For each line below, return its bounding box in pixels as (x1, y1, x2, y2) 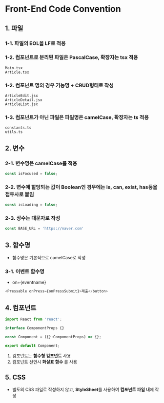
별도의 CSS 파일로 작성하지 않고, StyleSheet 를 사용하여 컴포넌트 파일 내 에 (12, 386, 154, 393)
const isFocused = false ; (5, 172, 58, 176)
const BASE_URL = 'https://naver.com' (5, 226, 84, 231)
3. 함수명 (5, 241, 31, 249)
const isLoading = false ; (5, 202, 58, 208)
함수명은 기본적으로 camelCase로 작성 (12, 255, 86, 261)
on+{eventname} (12, 279, 46, 286)
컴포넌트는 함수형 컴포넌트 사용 (12, 352, 71, 359)
